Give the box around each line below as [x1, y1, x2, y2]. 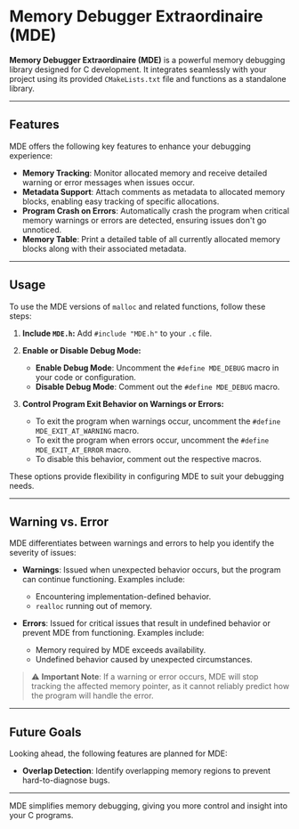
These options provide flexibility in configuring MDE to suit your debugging [9, 470, 285, 482]
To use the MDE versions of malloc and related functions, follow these [9, 301, 266, 312]
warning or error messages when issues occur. [21, 176, 196, 188]
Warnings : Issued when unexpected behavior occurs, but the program [21, 565, 281, 575]
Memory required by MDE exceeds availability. [35, 645, 206, 655]
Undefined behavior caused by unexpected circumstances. [35, 654, 254, 665]
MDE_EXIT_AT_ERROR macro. [35, 443, 132, 455]
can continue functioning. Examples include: [21, 574, 185, 585]
